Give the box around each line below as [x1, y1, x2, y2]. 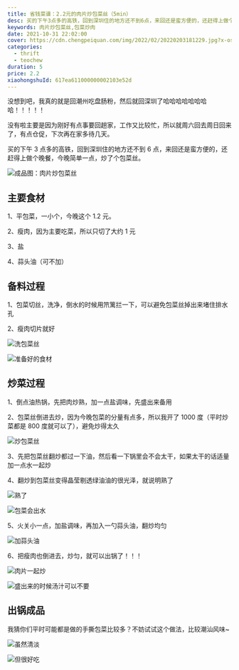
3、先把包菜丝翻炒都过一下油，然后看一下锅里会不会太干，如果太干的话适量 [7, 452, 230, 460]
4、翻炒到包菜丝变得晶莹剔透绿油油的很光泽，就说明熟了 [7, 476, 174, 484]
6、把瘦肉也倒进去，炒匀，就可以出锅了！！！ [7, 551, 142, 560]
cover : [7, 37, 27, 44]
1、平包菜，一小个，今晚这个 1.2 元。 [7, 212, 115, 220]
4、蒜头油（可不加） [7, 257, 68, 266]
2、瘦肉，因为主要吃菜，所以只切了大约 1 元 [7, 227, 137, 235]
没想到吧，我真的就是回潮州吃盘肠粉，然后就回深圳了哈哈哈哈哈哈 [7, 97, 201, 105]
